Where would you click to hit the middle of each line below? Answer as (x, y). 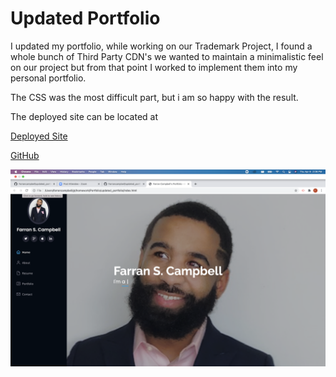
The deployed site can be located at (84, 116)
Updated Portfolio (85, 18)
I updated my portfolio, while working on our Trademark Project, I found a (161, 46)
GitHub (25, 155)
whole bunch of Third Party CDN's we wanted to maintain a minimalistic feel (167, 56)
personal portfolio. (48, 78)
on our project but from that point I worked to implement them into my (154, 67)
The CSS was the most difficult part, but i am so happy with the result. (154, 97)
